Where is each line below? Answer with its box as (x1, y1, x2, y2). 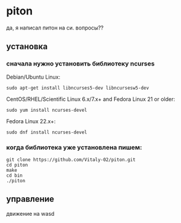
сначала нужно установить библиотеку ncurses (6, 60, 155, 68)
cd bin (6, 173, 23, 179)
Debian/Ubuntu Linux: (6, 73, 61, 81)
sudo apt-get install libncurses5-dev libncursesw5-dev (6, 85, 149, 91)
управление (6, 194, 55, 204)
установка (6, 41, 48, 52)
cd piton (6, 162, 28, 168)
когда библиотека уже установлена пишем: (6, 143, 143, 151)
